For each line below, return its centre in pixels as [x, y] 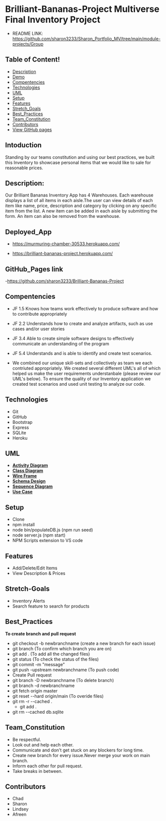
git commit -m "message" [39, 664]
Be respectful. [27, 739]
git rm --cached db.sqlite [38, 712]
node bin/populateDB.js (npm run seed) [53, 530]
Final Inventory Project [53, 20]
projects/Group [28, 44]
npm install [24, 525]
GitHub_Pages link [34, 269]
